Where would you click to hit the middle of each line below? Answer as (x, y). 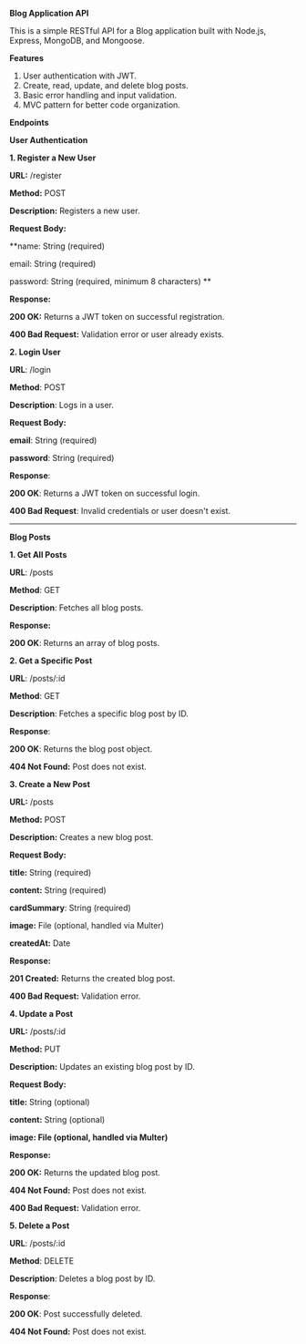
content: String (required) (58, 890)
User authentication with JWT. (79, 76)
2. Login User (35, 352)
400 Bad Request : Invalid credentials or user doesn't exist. (120, 511)
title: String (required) (51, 872)
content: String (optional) (57, 1119)
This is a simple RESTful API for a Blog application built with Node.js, (138, 31)
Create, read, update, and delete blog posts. (105, 85)
